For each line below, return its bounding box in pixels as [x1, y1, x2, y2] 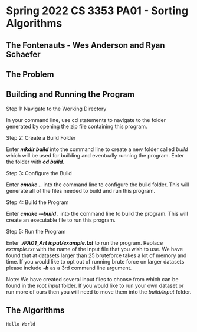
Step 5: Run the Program [6, 228, 66, 235]
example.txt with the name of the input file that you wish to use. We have [6, 245, 183, 252]
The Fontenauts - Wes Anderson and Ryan [6, 40, 165, 50]
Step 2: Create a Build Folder [6, 134, 76, 141]
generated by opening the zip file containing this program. [6, 123, 147, 130]
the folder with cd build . [6, 158, 65, 165]
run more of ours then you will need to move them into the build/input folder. [6, 288, 192, 295]
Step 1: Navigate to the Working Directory [6, 105, 107, 112]
